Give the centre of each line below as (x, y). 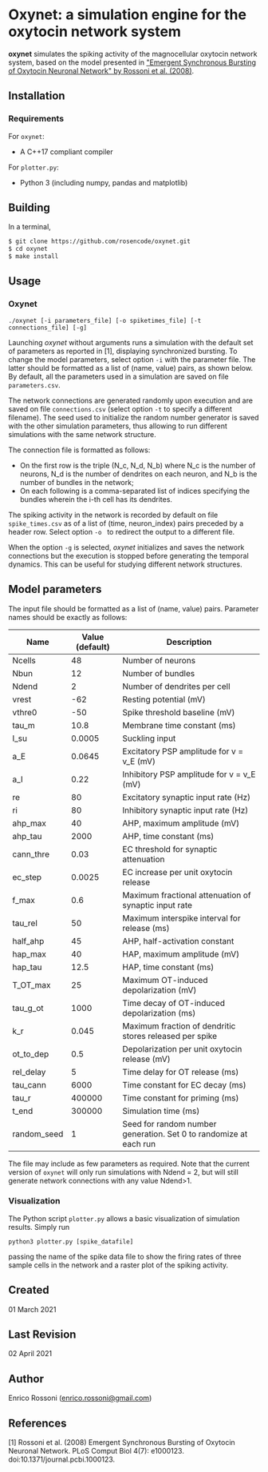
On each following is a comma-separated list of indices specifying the (135, 491)
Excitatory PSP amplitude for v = (183, 751)
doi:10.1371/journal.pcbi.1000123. (62, 1459)
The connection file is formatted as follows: (79, 450)
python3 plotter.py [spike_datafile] (71, 1241)
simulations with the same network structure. (83, 434)
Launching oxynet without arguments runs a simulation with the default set (131, 342)
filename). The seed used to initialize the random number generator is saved (134, 417)
